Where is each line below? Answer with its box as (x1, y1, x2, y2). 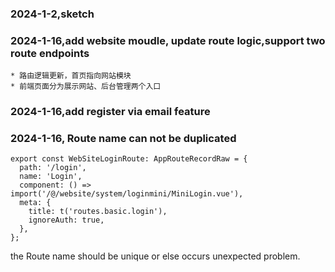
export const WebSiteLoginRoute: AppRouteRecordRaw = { (10, 154, 248, 164)
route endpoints (10, 46, 90, 60)
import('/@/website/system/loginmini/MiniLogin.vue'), (10, 189, 244, 199)
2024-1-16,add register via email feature (10, 105, 211, 119)
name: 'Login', (19, 172, 83, 182)
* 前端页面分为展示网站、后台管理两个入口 (10, 82, 162, 92)
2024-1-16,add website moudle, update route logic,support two (10, 33, 326, 47)
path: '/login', (19, 163, 87, 173)
